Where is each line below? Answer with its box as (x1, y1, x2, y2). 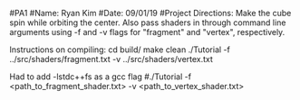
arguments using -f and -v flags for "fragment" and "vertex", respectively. (9, 27, 285, 37)
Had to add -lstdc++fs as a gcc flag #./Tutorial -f (9, 71, 192, 82)
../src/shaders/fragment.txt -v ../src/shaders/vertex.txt (9, 54, 213, 64)
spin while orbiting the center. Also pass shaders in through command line (9, 17, 286, 28)
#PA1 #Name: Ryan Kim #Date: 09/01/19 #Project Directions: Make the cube (9, 8, 292, 18)
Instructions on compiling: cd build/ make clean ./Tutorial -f (9, 44, 231, 55)
